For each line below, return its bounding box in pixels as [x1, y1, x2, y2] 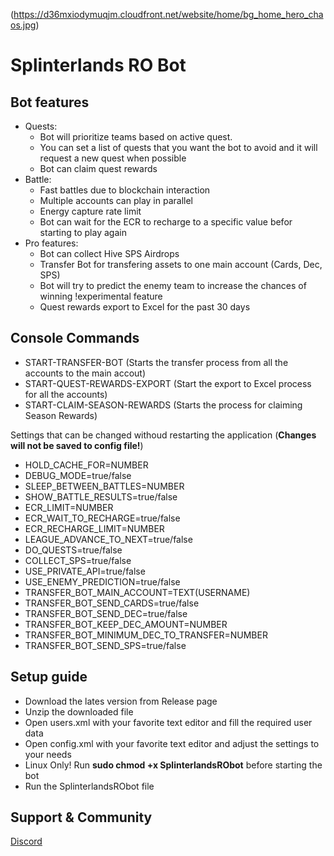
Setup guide [10, 669, 88, 686]
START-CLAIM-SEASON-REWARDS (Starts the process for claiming [24, 399, 303, 411]
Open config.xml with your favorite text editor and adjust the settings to [24, 737, 320, 749]
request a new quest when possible [39, 152, 187, 164]
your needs [24, 748, 72, 760]
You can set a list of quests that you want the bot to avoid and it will [39, 142, 318, 153]
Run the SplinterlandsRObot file [24, 780, 155, 792]
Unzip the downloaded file [24, 705, 134, 718]
